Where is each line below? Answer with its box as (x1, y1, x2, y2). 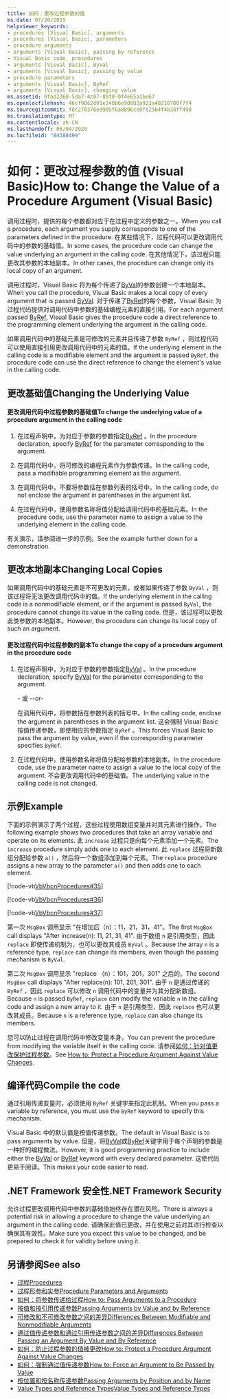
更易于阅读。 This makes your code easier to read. (7, 1163, 149, 1172)
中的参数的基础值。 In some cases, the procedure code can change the (12, 242, 214, 250)
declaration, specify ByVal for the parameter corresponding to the (16, 673, 204, 681)
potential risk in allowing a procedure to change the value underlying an (7, 1212, 210, 1221)
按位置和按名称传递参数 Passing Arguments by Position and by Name (16, 1376, 211, 1385)
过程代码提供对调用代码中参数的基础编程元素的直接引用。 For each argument (7, 305, 223, 314)
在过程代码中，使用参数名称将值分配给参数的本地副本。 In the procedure (16, 755, 221, 764)
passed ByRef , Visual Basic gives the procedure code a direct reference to (7, 313, 218, 321)
